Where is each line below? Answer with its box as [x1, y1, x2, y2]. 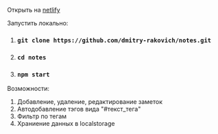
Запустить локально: [7, 19, 69, 27]
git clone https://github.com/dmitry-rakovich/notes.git [16, 36, 211, 44]
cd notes [16, 53, 47, 61]
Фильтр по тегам [16, 112, 67, 120]
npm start [16, 70, 50, 78]
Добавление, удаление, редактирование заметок [16, 98, 163, 106]
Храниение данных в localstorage [16, 120, 115, 128]
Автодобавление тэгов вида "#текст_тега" [16, 105, 141, 113]
